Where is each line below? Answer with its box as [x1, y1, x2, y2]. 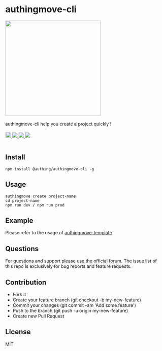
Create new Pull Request [12, 313, 64, 319]
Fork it [12, 292, 26, 297]
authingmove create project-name [5, 194, 76, 199]
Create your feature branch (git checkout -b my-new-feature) [12, 297, 141, 303]
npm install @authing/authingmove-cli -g [5, 166, 94, 171]
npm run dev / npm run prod [5, 202, 65, 207]
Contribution [5, 278, 47, 287]
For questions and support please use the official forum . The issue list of [5, 258, 157, 264]
